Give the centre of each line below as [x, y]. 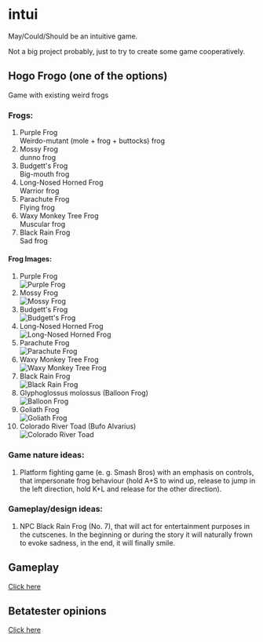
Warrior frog [39, 191]
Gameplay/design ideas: [56, 509]
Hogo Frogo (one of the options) [88, 76]
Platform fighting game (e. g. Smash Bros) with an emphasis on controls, [137, 472]
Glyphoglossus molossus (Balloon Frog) [84, 393]
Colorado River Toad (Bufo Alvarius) [78, 426]
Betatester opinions [57, 611]
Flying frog [37, 208]
